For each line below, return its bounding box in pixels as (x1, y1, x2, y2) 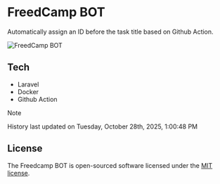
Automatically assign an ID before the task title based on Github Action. (7, 27, 214, 36)
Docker (17, 87, 39, 96)
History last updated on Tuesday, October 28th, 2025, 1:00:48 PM (7, 122, 198, 131)
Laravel (17, 80, 39, 88)
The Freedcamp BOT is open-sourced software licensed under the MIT (7, 161, 213, 169)
